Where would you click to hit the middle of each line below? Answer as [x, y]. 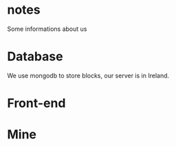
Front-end [36, 103]
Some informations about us [47, 29]
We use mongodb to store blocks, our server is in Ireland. [88, 75]
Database [35, 57]
